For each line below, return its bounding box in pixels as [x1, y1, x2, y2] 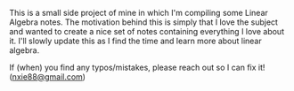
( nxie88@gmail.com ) [9, 72, 86, 82]
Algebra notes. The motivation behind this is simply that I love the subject [9, 17, 279, 27]
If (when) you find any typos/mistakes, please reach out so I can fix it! [9, 62, 265, 72]
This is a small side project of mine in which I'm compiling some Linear [9, 8, 269, 18]
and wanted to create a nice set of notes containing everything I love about [9, 27, 285, 36]
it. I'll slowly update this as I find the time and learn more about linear [9, 35, 262, 46]
